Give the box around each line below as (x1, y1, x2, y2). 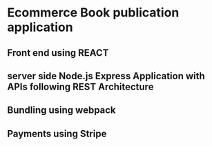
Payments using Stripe (7, 127, 107, 139)
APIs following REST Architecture (7, 81, 154, 92)
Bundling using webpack (7, 105, 116, 116)
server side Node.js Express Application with (7, 70, 205, 82)
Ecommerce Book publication (7, 5, 180, 21)
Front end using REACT (7, 47, 109, 59)
